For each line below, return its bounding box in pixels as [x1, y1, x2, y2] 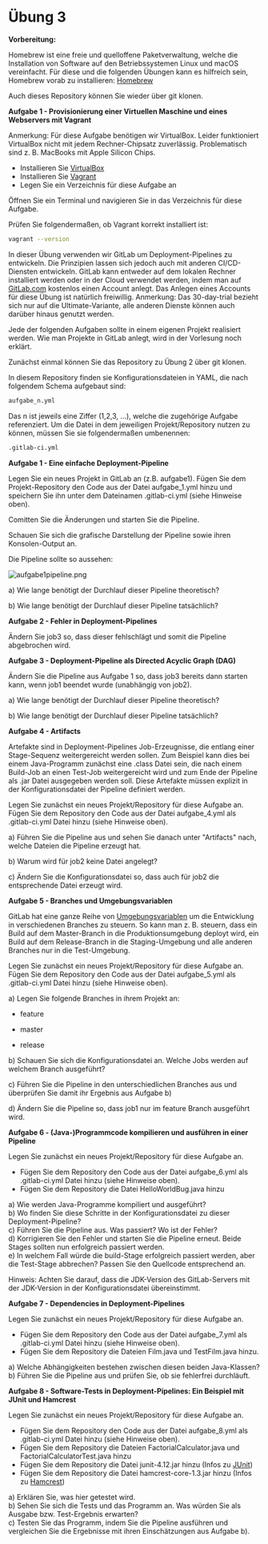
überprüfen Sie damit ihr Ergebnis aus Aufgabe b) [8, 1088, 172, 1097]
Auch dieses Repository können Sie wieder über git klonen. [8, 90, 204, 100]
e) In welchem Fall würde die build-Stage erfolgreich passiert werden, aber [8, 1250, 256, 1260]
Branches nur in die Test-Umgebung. [8, 945, 130, 955]
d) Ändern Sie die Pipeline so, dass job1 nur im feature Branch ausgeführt [8, 1103, 250, 1113]
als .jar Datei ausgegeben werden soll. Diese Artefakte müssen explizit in [8, 776, 248, 785]
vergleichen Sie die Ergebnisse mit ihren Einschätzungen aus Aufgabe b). [8, 1526, 250, 1536]
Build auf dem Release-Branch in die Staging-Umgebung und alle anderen [8, 936, 253, 946]
